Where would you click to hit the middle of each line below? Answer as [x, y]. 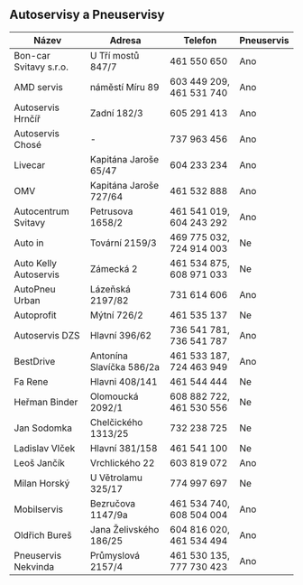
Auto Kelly [35, 263]
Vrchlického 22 [122, 462]
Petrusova [111, 211]
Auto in [29, 243]
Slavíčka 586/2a [125, 367]
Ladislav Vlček [45, 448]
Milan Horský [42, 483]
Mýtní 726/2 [117, 315]
